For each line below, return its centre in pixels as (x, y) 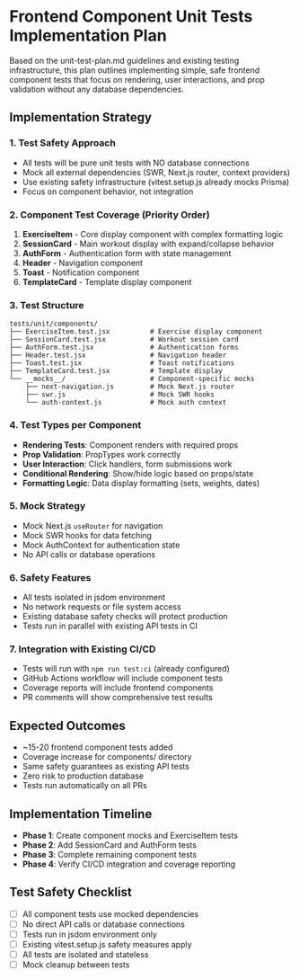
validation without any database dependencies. (97, 89)
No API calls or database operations (88, 554)
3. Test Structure (47, 305)
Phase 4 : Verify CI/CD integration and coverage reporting (129, 864)
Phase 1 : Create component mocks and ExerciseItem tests (130, 836)
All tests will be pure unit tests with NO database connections (136, 163)
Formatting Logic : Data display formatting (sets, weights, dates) (141, 483)
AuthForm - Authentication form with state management (127, 253)
